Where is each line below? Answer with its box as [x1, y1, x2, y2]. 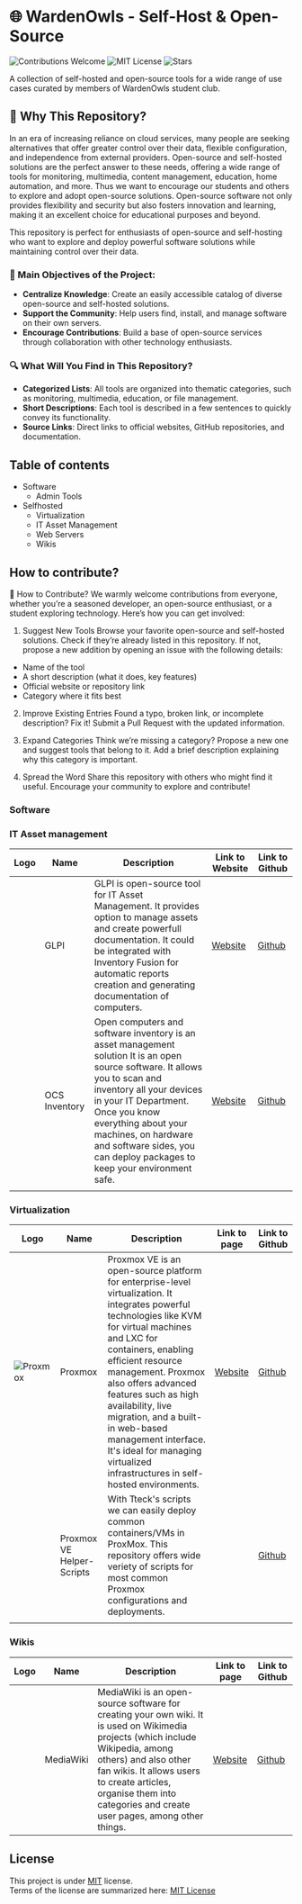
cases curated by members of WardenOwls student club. [9, 83, 220, 94]
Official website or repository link [22, 681, 146, 691]
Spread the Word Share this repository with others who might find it [22, 772, 273, 782]
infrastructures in [107, 1467, 181, 1480]
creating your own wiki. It [97, 1708, 204, 1720]
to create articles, [97, 1775, 172, 1788]
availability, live [107, 1400, 173, 1412]
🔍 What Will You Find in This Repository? [9, 359, 193, 372]
